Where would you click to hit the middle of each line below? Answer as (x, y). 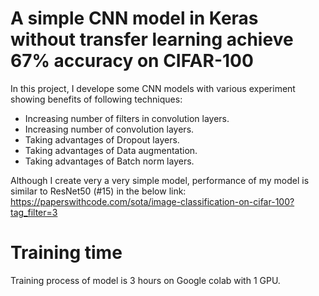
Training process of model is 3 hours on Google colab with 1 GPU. (145, 280)
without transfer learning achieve (152, 39)
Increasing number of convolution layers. (109, 129)
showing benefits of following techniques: (96, 99)
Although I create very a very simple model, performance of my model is (160, 180)
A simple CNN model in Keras (134, 18)
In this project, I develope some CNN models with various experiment (153, 88)
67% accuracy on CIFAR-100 (132, 61)
